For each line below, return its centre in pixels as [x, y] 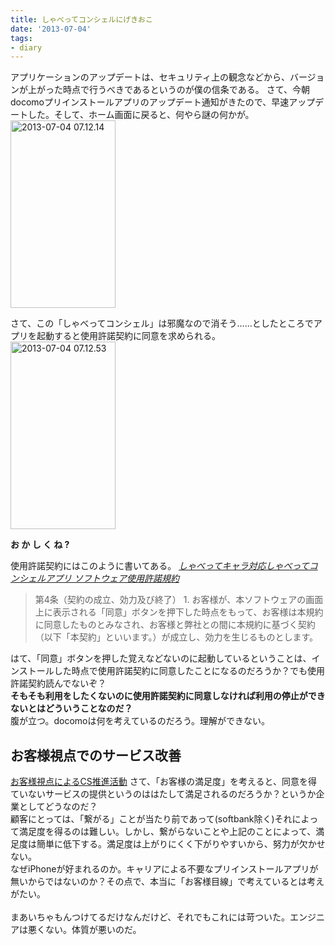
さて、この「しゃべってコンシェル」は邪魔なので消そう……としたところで [162, 323]
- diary [26, 47]
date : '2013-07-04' [51, 29]
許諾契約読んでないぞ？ [58, 683]
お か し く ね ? [40, 545]
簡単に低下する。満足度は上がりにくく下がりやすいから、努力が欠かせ [181, 844]
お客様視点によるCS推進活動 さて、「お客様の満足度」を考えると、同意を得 [164, 782]
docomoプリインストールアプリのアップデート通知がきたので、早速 [150, 102]
